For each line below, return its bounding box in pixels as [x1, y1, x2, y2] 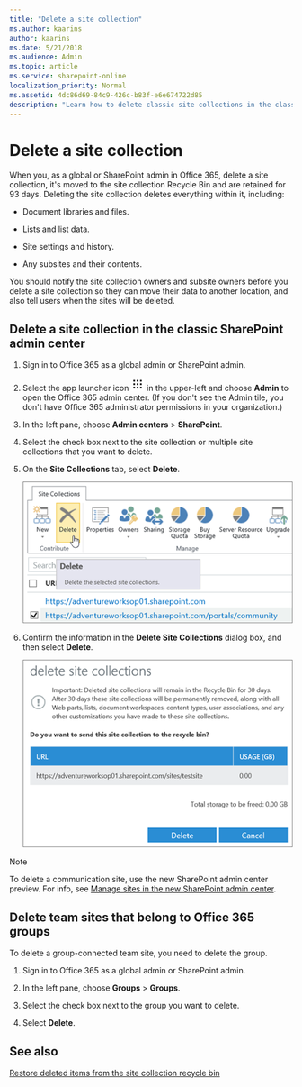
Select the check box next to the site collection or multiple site [22, 437, 253, 448]
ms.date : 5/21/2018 [9, 43, 83, 52]
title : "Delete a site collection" [9, 14, 143, 23]
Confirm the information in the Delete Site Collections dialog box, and [22, 632, 282, 644]
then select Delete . [22, 642, 93, 653]
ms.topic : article [9, 62, 78, 71]
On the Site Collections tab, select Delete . [22, 464, 181, 475]
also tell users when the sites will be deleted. [9, 296, 175, 306]
